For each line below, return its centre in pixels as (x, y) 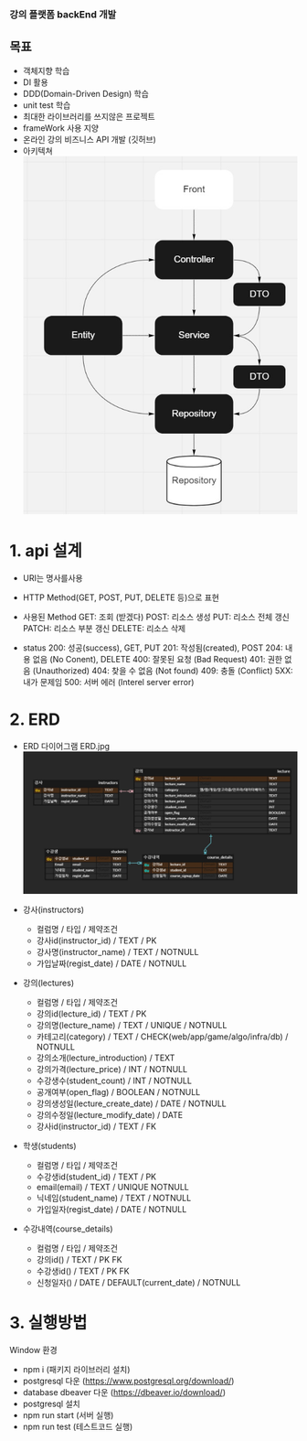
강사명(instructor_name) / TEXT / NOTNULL (117, 952)
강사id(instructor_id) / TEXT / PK (96, 941)
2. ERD (35, 719)
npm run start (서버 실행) (68, 1414)
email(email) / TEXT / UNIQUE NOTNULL (112, 1187)
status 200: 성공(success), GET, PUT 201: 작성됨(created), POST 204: (153, 648)
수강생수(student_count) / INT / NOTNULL (114, 1081)
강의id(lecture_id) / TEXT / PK (91, 1014)
